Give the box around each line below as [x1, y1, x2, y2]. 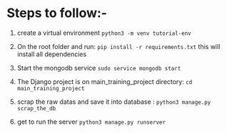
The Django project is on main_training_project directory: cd [16, 77, 193, 86]
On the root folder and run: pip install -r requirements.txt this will [16, 42, 221, 50]
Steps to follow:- [6, 5, 108, 21]
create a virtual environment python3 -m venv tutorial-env [16, 28, 191, 37]
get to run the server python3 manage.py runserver [16, 117, 166, 126]
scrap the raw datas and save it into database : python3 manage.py [16, 97, 211, 106]
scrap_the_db [16, 105, 56, 112]
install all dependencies [16, 50, 87, 58]
